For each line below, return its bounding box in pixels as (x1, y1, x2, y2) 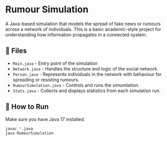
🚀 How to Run (5, 102, 49, 111)
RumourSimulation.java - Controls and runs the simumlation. (12, 82, 140, 88)
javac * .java (5, 126, 33, 131)
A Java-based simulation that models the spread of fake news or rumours (5, 21, 161, 27)
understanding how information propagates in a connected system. (5, 31, 148, 38)
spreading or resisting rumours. (12, 76, 79, 83)
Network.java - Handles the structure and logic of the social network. (12, 65, 159, 72)
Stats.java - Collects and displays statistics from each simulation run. (12, 87, 161, 94)
